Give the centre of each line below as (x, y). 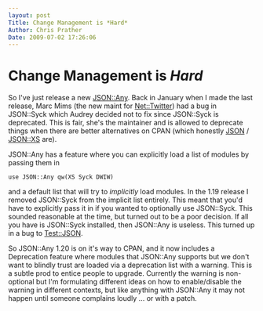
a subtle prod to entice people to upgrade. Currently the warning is (116, 273)
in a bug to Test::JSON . (46, 233)
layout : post (29, 15)
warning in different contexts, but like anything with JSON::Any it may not (127, 290)
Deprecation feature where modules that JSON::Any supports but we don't (129, 257)
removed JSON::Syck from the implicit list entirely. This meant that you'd (126, 200)
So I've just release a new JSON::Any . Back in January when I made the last (130, 98)
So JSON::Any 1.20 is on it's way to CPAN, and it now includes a (111, 248)
